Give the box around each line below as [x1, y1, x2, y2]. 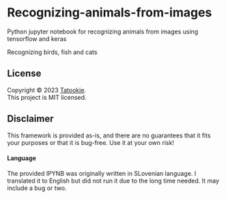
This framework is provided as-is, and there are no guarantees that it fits [7, 131, 211, 140]
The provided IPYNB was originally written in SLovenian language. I [7, 169, 197, 177]
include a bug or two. [7, 183, 67, 192]
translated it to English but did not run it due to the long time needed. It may [7, 176, 220, 185]
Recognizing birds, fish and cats [7, 48, 98, 56]
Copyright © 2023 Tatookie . [7, 85, 87, 94]
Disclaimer [7, 113, 54, 124]
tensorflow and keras [7, 34, 67, 42]
